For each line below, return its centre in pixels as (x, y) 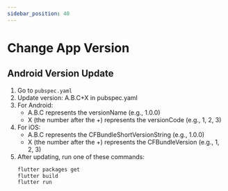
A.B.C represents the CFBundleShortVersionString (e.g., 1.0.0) (116, 134)
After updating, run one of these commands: (81, 156)
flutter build (38, 176)
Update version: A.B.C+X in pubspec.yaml (77, 97)
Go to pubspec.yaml (45, 90)
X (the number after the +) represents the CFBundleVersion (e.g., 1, (123, 142)
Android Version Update (60, 74)
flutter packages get (48, 169)
